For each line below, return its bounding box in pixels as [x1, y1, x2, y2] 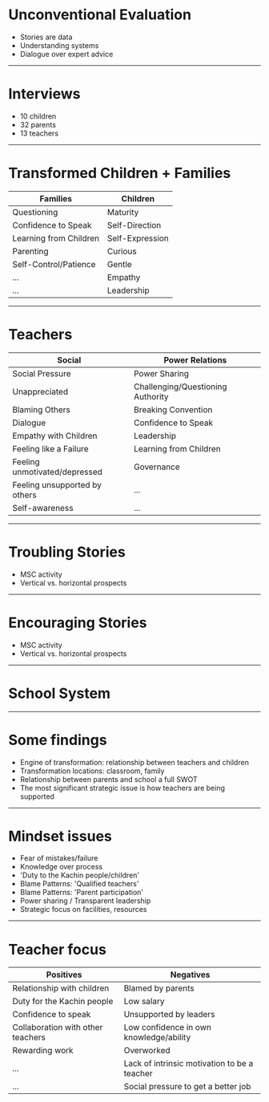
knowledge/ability [123, 1032, 191, 1043]
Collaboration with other [12, 1022, 103, 1033]
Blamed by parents [123, 982, 195, 994]
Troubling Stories [8, 543, 126, 561]
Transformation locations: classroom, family [19, 766, 165, 776]
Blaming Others [12, 403, 70, 415]
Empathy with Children [12, 430, 98, 441]
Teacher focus [8, 940, 106, 958]
